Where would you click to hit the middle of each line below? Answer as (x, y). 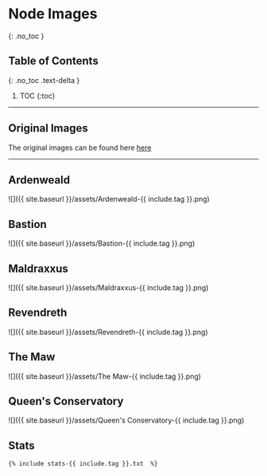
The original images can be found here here (80, 148)
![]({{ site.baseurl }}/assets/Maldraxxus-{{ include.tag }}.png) (108, 287)
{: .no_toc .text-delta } (44, 80)
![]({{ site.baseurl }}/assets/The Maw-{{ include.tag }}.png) (104, 376)
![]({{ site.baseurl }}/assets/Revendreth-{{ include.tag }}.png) (108, 332)
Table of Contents (54, 61)
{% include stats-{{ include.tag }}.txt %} (83, 464)
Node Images (53, 14)
